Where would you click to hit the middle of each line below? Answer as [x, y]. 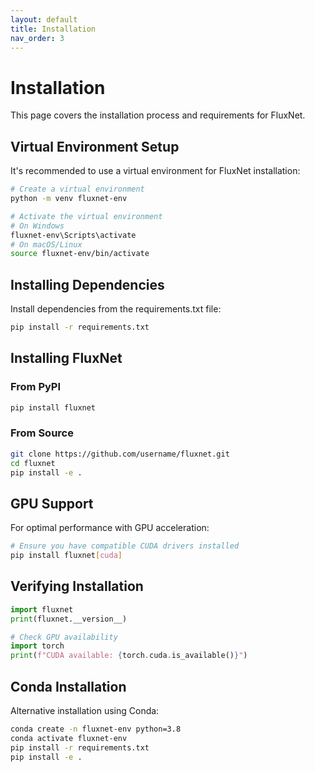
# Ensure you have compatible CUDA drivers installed [125, 546]
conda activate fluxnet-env [69, 738]
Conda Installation [68, 686]
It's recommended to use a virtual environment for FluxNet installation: [155, 171]
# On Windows [37, 226]
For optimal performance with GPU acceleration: [110, 528]
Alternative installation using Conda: [85, 710]
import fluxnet [42, 609]
